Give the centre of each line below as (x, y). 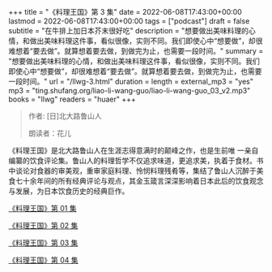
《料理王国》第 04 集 (43, 260)
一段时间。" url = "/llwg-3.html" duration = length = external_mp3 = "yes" (131, 81)
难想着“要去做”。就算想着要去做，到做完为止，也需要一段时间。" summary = (136, 51)
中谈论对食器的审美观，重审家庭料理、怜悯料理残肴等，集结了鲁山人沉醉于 (132, 171)
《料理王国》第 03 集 (43, 243)
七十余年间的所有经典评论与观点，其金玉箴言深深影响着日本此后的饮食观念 (139, 181)
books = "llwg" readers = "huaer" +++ (72, 99)
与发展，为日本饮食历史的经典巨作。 (69, 191)
